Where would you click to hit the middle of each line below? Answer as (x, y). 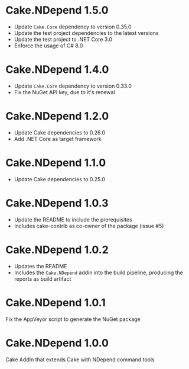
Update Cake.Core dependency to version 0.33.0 (73, 86)
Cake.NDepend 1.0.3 (57, 203)
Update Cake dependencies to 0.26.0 (60, 132)
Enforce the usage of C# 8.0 (48, 46)
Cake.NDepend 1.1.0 (56, 163)
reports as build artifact (43, 278)
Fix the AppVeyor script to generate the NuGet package (73, 319)
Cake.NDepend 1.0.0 (57, 343)
